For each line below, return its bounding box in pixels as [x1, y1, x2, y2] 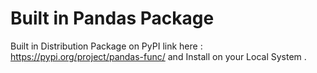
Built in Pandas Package [10, 7, 215, 30]
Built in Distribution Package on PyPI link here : [10, 40, 203, 52]
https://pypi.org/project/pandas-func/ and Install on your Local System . [10, 50, 307, 62]
